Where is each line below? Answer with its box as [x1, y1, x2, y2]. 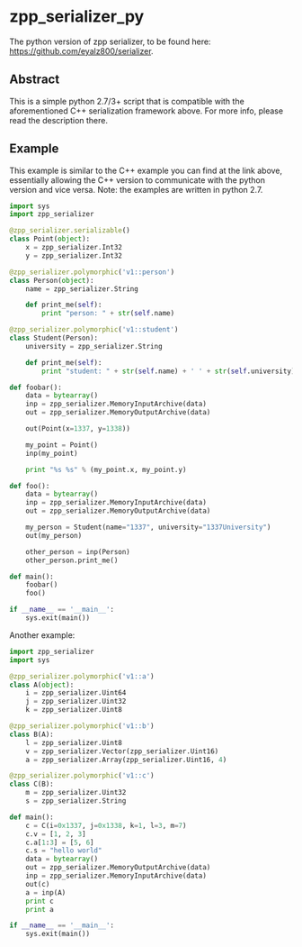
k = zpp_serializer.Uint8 [25, 706, 123, 715]
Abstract [9, 72, 60, 87]
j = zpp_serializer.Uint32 [25, 697, 127, 706]
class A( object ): [9, 680, 75, 689]
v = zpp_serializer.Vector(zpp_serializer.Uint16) [25, 746, 219, 756]
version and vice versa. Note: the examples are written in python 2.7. [9, 184, 263, 195]
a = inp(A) [25, 888, 67, 897]
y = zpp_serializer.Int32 [25, 250, 123, 260]
